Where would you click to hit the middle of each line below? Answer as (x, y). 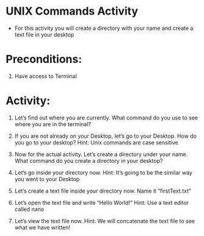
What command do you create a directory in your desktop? (89, 160)
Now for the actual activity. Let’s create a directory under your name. (101, 154)
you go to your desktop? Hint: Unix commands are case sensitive (96, 142)
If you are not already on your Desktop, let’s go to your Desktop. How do (105, 136)
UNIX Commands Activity (72, 11)
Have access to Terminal (46, 76)
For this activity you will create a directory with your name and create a (104, 28)
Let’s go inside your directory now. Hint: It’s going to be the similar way (104, 173)
